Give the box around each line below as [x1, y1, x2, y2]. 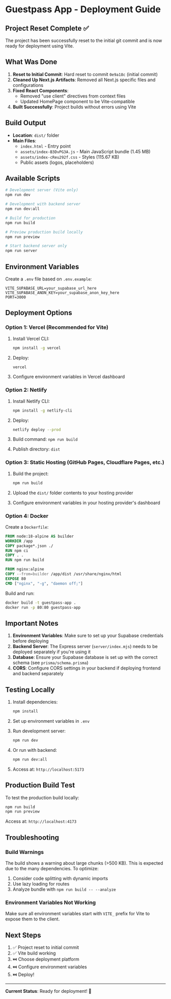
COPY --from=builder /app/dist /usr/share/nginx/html [5, 572, 122, 577]
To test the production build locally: [5, 794, 79, 800]
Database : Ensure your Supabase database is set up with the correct [12, 654, 158, 660]
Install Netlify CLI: [12, 398, 50, 404]
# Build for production [5, 216, 56, 221]
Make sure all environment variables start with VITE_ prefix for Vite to [5, 911, 150, 917]
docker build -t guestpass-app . [5, 600, 76, 605]
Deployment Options [5, 308, 72, 317]
